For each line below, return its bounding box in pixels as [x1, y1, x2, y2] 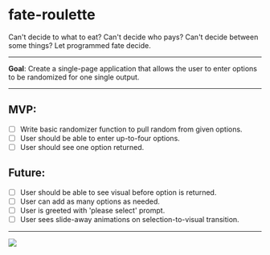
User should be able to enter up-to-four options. [19, 133, 181, 143]
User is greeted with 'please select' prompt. [19, 205, 166, 215]
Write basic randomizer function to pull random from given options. [19, 124, 243, 134]
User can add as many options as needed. [19, 196, 161, 206]
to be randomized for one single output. [8, 72, 140, 82]
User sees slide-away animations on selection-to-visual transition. [19, 214, 239, 224]
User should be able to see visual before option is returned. [19, 187, 217, 197]
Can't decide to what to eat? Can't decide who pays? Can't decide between [8, 32, 259, 42]
